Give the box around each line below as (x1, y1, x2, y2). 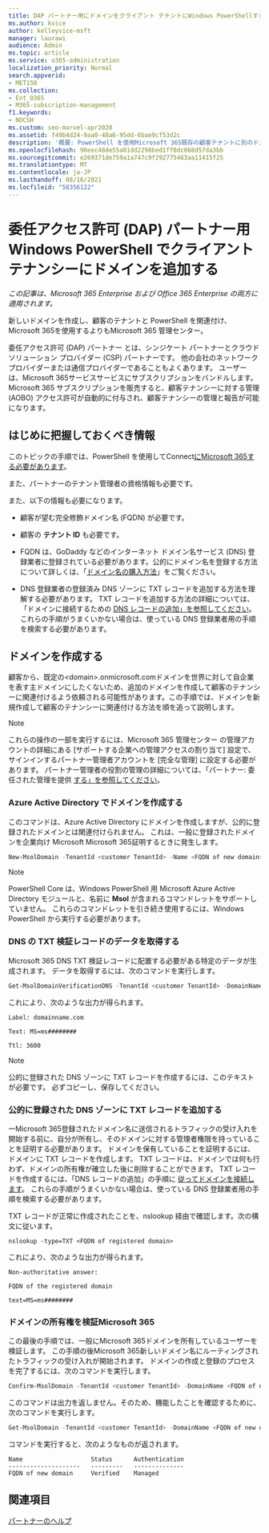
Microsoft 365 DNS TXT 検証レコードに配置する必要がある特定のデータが (8, 955, 251, 965)
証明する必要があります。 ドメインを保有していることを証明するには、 (22, 1144, 255, 1154)
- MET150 (8, 79, 38, 87)
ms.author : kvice (8, 19, 66, 27)
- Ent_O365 (8, 94, 45, 102)
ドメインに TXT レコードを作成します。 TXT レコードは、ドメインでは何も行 (8, 1154, 260, 1163)
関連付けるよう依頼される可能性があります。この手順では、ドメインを (22, 692, 254, 702)
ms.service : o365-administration (8, 57, 120, 65)
